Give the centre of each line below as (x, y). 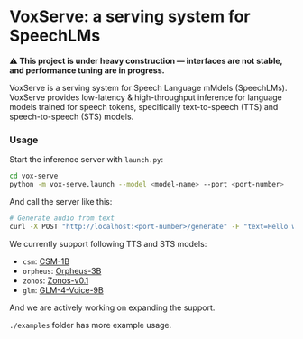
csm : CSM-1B (46, 261)
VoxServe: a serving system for (130, 17)
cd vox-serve (34, 176)
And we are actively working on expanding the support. (112, 307)
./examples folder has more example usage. (91, 325)
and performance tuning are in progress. (87, 70)
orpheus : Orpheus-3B (62, 270)
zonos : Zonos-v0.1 (55, 280)
